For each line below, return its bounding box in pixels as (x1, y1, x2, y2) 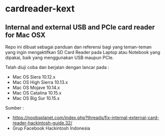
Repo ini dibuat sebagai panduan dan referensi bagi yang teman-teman (5, 44, 152, 50)
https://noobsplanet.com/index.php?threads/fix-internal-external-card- (12, 114, 159, 120)
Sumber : (5, 105, 24, 110)
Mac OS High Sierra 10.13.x (12, 79, 68, 85)
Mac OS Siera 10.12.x (12, 74, 56, 80)
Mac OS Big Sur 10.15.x (12, 95, 60, 101)
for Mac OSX (5, 30, 46, 39)
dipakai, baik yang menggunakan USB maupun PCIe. (5, 54, 114, 60)
